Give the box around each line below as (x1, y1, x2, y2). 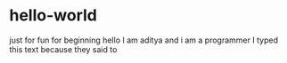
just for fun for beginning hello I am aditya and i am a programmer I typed (9, 35, 279, 45)
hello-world (9, 5, 98, 26)
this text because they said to (9, 43, 118, 54)
